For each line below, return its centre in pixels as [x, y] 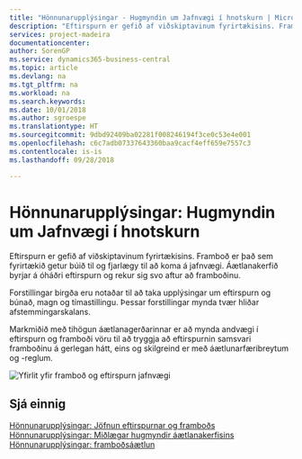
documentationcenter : [50, 43]
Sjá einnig [37, 404]
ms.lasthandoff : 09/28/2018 [62, 160]
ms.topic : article [44, 68]
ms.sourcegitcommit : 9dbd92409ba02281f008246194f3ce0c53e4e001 [130, 135]
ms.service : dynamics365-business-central [90, 59]
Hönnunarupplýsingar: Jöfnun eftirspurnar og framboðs [112, 426]
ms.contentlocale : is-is [56, 151]
